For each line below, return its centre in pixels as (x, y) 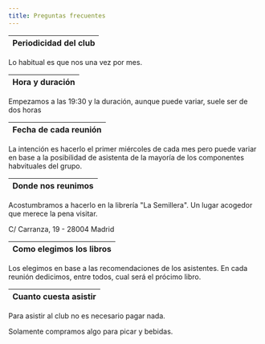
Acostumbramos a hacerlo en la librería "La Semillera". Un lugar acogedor (130, 204)
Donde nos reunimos (53, 185)
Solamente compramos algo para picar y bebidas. (91, 331)
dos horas (25, 110)
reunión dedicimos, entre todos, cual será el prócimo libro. (105, 277)
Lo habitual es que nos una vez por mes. (75, 62)
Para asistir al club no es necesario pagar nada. (87, 316)
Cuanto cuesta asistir (54, 296)
